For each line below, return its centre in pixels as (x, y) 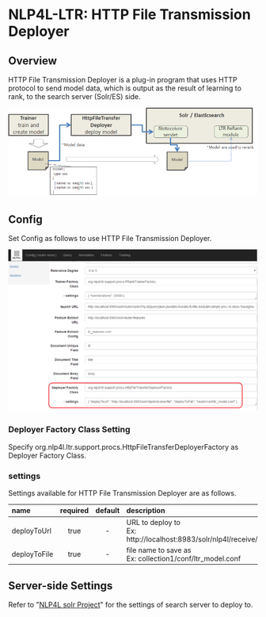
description (146, 511)
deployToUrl (31, 531)
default (108, 511)
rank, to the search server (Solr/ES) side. (74, 96)
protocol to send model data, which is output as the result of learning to (125, 88)
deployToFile (32, 554)
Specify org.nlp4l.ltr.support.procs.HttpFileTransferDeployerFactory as (123, 446)
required (74, 511)
